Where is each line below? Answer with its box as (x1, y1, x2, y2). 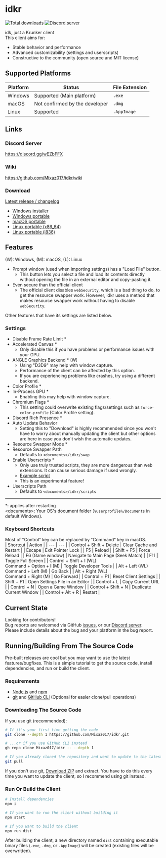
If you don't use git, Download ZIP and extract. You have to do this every (5, 768, 153, 774)
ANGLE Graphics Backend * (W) (12, 357, 78, 363)
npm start (5, 815, 26, 820)
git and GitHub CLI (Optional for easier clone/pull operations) (12, 694, 136, 700)
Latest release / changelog (5, 198, 60, 204)
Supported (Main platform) (34, 92, 96, 99)
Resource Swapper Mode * (12, 441, 68, 447)
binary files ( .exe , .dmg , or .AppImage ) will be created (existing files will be (5, 843, 154, 849)
